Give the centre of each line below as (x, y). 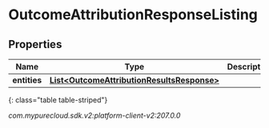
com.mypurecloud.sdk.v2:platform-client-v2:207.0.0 (94, 115)
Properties (35, 44)
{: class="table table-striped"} (58, 100)
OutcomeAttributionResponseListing (133, 15)
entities (27, 80)
